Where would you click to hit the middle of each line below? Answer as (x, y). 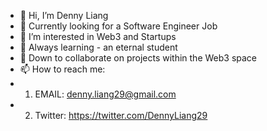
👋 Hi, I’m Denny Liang (64, 15)
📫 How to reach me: (62, 69)
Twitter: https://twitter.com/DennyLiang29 (121, 115)
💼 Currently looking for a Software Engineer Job (118, 26)
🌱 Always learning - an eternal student (98, 47)
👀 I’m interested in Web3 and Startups (98, 36)
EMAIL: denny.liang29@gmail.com (105, 94)
